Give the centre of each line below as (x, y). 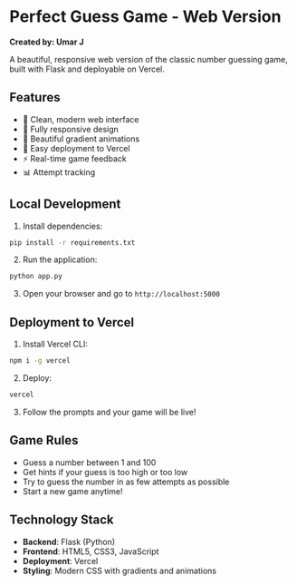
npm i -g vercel (40, 361)
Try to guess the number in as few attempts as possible (126, 482)
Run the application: (60, 259)
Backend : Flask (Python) (69, 541)
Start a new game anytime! (72, 491)
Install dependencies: (62, 226)
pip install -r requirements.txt (72, 242)
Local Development (65, 205)
